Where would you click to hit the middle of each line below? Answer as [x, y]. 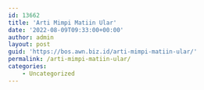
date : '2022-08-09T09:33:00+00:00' [66, 30]
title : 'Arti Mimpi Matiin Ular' [63, 23]
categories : [27, 67]
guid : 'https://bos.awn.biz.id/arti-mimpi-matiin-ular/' [103, 52]
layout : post [29, 45]
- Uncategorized [49, 74]
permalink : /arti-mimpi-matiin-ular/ [70, 59]
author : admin [31, 37]
